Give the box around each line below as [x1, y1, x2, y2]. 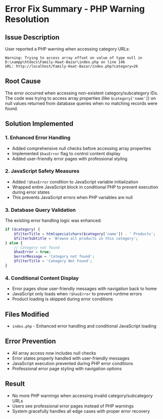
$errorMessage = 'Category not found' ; [14, 254, 95, 259]
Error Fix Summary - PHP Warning [5, 3, 145, 15]
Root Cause [5, 77, 41, 86]
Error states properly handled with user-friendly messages [12, 355, 130, 361]
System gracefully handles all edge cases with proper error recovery [12, 408, 150, 414]
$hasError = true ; [14, 250, 51, 255]
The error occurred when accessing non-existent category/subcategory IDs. [5, 90, 159, 96]
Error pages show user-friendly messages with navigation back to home [12, 286, 157, 291]
